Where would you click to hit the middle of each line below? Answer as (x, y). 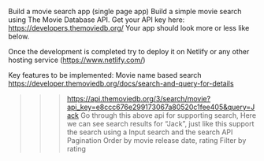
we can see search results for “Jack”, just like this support (160, 124)
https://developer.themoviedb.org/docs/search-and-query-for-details (121, 83)
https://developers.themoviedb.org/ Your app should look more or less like (129, 28)
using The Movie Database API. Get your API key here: (97, 20)
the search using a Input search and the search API (150, 132)
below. (19, 36)
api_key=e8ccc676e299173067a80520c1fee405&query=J (161, 107)
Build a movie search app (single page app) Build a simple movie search (125, 11)
